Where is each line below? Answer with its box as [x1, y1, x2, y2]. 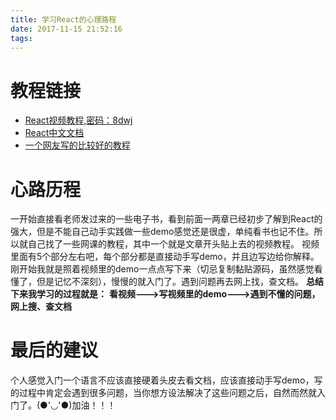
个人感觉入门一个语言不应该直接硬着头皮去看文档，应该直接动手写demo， [10, 374, 315, 386]
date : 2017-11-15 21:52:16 [10, 24, 123, 34]
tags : [10, 33, 33, 43]
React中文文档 [24, 127, 85, 139]
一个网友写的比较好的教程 [24, 139, 131, 151]
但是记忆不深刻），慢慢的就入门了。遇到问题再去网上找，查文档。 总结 [36, 276, 324, 288]
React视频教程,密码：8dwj [24, 114, 133, 126]
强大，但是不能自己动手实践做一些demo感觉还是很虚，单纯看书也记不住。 [10, 226, 315, 238]
